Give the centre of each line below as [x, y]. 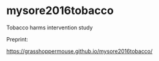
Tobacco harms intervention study [50, 27]
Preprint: [17, 39]
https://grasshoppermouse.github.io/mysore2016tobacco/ [79, 51]
